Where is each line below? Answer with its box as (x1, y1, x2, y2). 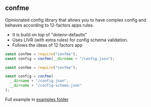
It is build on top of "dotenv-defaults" (12, 31, 87, 37)
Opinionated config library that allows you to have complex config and (5, 17, 147, 23)
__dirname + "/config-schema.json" (9, 83, 82, 88)
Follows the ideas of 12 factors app (12, 42, 83, 48)
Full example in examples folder (5, 96, 69, 102)
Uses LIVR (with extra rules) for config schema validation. (12, 37, 129, 43)
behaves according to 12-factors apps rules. (5, 22, 94, 28)
